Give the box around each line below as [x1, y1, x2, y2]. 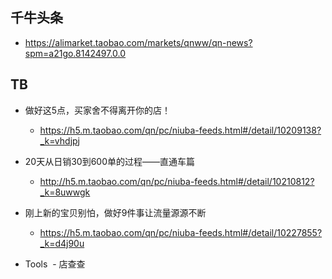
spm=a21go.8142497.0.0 [24, 47, 127, 59]
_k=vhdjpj [39, 134, 80, 147]
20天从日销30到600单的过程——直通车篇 [24, 155, 195, 167]
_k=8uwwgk [39, 186, 91, 198]
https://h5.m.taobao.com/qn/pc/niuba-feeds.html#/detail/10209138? [39, 124, 322, 136]
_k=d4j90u [39, 237, 85, 249]
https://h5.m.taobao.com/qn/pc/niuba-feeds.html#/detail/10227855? [39, 226, 323, 238]
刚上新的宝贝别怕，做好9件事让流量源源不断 [24, 206, 207, 218]
